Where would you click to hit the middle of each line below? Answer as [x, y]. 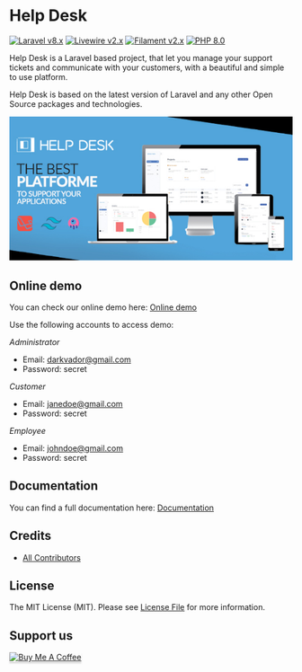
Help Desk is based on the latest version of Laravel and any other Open [141, 94]
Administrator [35, 342]
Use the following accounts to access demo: [92, 325]
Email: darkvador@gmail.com [77, 359]
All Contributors [51, 557]
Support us [41, 636]
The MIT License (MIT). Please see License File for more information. [137, 607]
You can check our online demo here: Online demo [103, 307]
